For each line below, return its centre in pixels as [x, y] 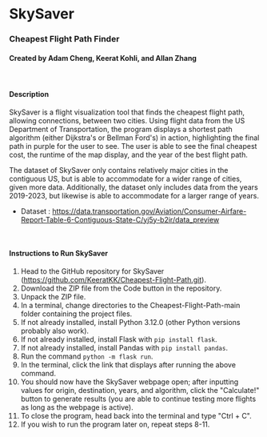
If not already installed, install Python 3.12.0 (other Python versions [130, 322]
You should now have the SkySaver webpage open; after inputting [130, 382]
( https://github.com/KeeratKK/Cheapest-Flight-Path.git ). [114, 279]
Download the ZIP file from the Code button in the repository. [121, 288]
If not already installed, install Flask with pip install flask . [119, 339]
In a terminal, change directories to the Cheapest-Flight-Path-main [130, 305]
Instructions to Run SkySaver [59, 254]
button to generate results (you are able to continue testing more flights [138, 399]
